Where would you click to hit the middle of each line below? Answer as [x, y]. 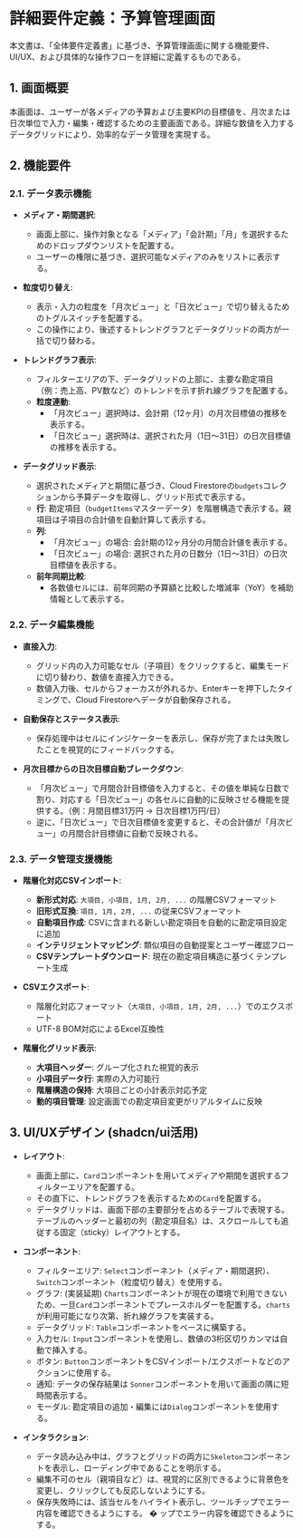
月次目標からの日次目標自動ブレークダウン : [103, 769]
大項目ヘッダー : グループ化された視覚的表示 [117, 1068]
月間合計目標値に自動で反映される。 [135, 833]
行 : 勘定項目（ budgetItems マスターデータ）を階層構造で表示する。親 [164, 508]
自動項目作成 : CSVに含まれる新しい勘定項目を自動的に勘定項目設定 [161, 923]
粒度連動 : [53, 402]
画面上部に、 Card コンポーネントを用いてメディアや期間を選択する [159, 1175]
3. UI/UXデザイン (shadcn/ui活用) [104, 1132]
